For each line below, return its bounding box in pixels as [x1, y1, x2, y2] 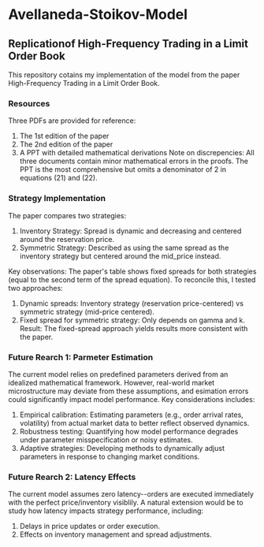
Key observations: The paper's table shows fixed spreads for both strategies [8, 266, 257, 276]
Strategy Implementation [8, 193, 106, 204]
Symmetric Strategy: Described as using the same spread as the [19, 243, 229, 252]
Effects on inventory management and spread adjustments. [19, 530, 212, 539]
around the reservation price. [19, 234, 115, 244]
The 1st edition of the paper [19, 132, 110, 141]
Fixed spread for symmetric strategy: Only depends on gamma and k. [19, 315, 246, 325]
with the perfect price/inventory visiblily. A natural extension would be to [8, 498, 244, 508]
